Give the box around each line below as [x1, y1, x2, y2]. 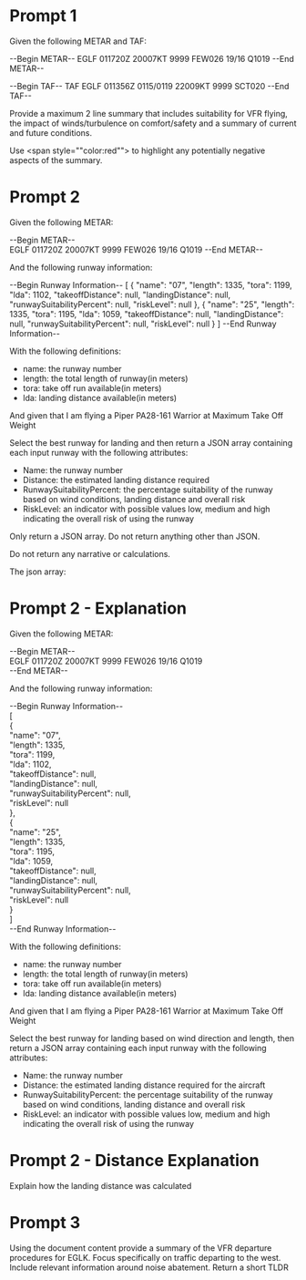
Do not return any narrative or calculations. [9, 548, 171, 559]
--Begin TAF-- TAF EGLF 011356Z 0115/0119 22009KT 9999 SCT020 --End [9, 80, 290, 91]
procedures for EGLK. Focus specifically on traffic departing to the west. [9, 1252, 281, 1263]
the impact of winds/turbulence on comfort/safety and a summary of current [9, 118, 297, 129]
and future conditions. [9, 127, 93, 138]
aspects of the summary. [9, 154, 103, 165]
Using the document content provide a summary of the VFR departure [9, 1242, 272, 1254]
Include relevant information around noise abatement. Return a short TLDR [9, 1262, 289, 1273]
